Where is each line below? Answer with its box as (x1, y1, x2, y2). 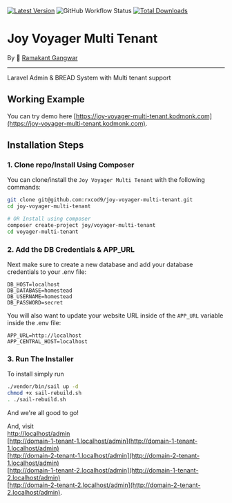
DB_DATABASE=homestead (7, 287, 72, 294)
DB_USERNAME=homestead (7, 293, 72, 300)
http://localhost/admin (7, 430, 70, 438)
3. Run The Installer (7, 354, 74, 364)
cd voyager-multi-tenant (7, 228, 79, 235)
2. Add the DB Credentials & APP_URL (7, 244, 135, 254)
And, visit (7, 422, 35, 430)
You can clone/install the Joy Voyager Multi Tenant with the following (7, 176, 205, 184)
